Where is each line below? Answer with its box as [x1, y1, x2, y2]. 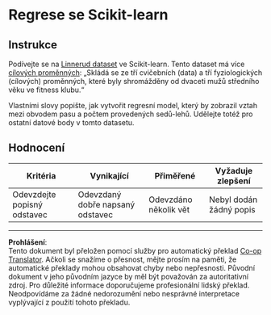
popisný [12, 199, 43, 210]
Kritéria [27, 170, 56, 181]
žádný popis [209, 204, 256, 215]
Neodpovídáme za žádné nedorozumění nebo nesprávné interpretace [8, 288, 240, 298]
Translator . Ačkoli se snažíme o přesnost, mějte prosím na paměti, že [8, 254, 237, 264]
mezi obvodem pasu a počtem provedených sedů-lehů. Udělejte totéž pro [8, 109, 253, 119]
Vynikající [90, 170, 129, 181]
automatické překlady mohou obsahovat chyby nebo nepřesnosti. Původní [8, 262, 256, 272]
